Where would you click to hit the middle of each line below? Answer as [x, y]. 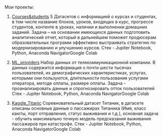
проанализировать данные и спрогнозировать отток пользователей [83, 88]
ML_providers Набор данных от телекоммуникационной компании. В [83, 62]
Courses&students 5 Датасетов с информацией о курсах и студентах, [84, 16]
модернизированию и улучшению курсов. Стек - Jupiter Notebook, [82, 48]
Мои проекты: [19, 7]
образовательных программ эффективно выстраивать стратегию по [84, 43]
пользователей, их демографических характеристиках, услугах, [79, 73]
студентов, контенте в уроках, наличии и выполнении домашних [80, 27]
